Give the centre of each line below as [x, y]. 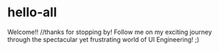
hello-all [32, 12]
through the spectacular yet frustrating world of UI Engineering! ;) [103, 39]
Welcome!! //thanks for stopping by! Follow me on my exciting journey [109, 32]
